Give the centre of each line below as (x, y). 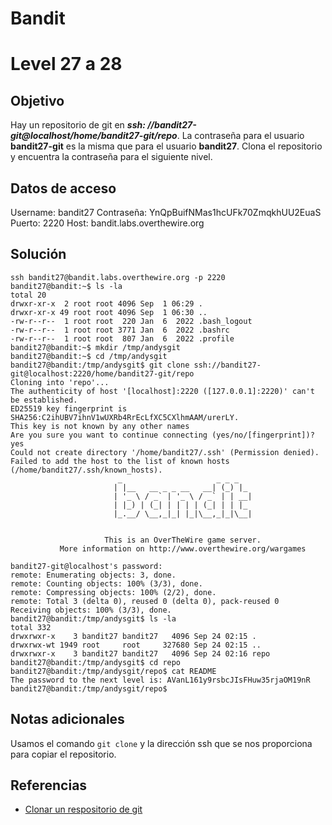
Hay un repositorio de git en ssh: (78, 125)
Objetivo (37, 100)
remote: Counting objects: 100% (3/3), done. (106, 583)
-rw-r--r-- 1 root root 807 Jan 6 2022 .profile (122, 338)
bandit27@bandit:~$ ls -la (66, 286)
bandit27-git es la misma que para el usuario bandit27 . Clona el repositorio (166, 146)
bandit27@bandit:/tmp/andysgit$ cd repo (96, 662)
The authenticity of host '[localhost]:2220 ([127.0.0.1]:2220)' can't (162, 391)
